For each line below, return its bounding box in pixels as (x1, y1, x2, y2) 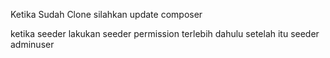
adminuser (10, 39, 55, 50)
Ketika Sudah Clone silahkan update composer (10, 9, 203, 20)
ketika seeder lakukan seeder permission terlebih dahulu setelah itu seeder (10, 28, 320, 39)
